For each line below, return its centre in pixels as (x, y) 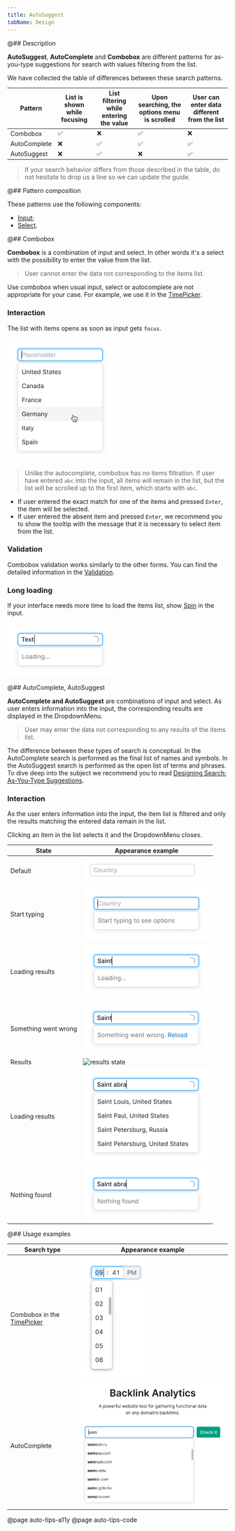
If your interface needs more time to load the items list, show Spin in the (111, 606)
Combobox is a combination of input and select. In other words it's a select (116, 253)
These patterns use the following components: (74, 204)
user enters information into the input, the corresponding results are (105, 709)
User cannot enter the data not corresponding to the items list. (114, 274)
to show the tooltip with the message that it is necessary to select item (119, 523)
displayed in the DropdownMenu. (55, 716)
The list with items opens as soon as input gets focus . (85, 328)
